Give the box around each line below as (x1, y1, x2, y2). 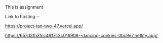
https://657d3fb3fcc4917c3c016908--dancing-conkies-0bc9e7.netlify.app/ (5, 33, 158, 38)
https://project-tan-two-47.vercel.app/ (5, 23, 83, 29)
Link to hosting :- (5, 14, 40, 19)
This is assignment (5, 4, 43, 10)
